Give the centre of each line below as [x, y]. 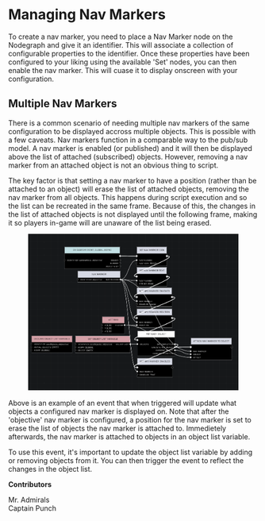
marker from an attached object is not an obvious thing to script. [113, 165]
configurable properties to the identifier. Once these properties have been [129, 53]
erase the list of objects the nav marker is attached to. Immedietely [117, 428]
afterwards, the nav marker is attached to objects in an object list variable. [129, 437]
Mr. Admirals [29, 500]
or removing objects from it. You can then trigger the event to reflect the [126, 461]
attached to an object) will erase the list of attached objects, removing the [129, 189]
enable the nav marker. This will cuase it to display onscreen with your [123, 70]
